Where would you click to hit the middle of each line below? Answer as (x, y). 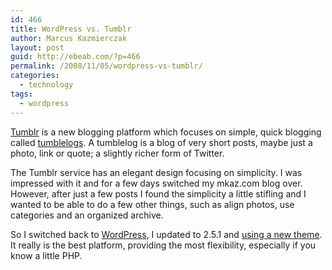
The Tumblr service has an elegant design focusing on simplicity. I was (156, 172)
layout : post (37, 47)
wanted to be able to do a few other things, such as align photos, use (152, 204)
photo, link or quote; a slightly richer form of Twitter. (117, 153)
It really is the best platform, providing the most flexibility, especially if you (163, 245)
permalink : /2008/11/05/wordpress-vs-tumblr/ (106, 66)
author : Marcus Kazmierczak (69, 38)
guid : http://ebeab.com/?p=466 (75, 57)
